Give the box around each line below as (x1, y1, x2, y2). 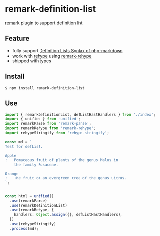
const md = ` (5, 139, 32, 144)
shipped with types (12, 58, 52, 64)
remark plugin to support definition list (5, 20, 83, 26)
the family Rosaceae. (14, 162, 58, 167)
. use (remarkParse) (9, 198, 48, 203)
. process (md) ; (9, 226, 39, 231)
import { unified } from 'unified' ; (5, 117, 80, 122)
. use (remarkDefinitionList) (9, 203, 68, 208)
